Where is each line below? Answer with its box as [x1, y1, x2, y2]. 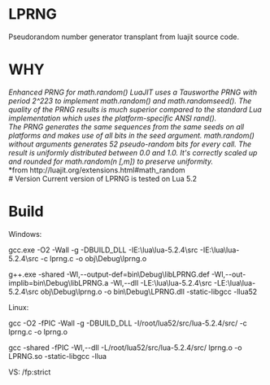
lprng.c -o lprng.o [8, 326, 67, 336]
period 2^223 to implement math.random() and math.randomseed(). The [8, 95, 252, 106]
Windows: [8, 229, 42, 238]
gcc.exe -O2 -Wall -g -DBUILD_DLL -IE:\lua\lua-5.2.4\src [8, 245, 198, 255]
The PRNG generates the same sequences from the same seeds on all [8, 121, 245, 131]
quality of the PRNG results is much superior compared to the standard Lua [8, 104, 262, 114]
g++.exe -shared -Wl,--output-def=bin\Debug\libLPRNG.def [8, 269, 210, 279]
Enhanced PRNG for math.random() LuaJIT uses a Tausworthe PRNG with [8, 87, 258, 97]
